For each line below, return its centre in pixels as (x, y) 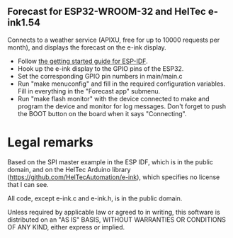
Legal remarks (50, 142)
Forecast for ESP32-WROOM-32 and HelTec (107, 12)
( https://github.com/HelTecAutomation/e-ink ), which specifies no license (114, 177)
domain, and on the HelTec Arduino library (69, 169)
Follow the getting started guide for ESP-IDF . (83, 61)
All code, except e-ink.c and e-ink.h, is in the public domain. (95, 198)
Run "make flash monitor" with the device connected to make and (114, 98)
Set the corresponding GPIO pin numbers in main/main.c (100, 76)
